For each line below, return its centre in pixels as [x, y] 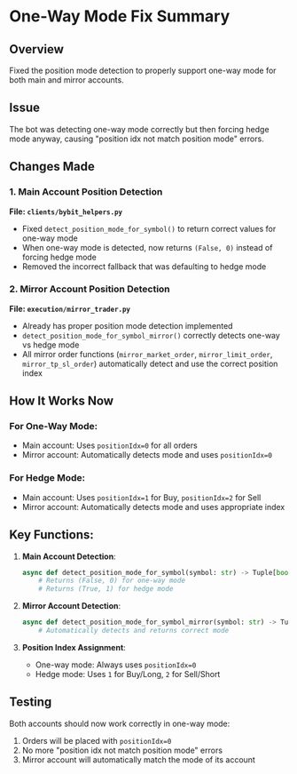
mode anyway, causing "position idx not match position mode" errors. [137, 139]
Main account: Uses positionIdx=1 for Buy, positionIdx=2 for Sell [141, 497]
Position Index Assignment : [74, 647]
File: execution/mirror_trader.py [70, 308]
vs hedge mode [51, 345]
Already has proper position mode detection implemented [127, 325]
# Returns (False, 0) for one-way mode [112, 581]
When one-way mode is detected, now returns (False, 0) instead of [147, 247]
